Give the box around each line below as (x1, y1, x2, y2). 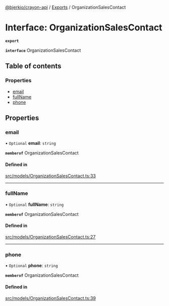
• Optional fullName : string (5, 201, 64, 207)
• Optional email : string (5, 140, 56, 146)
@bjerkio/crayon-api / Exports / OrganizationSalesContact (5, 5, 126, 10)
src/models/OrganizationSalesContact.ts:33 (5, 173, 96, 179)
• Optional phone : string (5, 263, 58, 269)
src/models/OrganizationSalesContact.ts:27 (5, 234, 96, 240)
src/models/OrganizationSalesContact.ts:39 (5, 295, 96, 301)
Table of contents (5, 62, 61, 70)
